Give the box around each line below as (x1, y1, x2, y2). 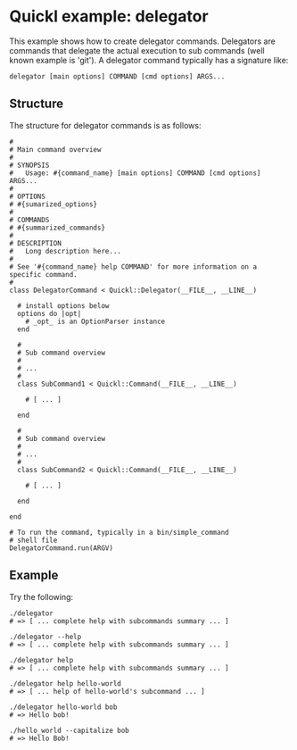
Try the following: (9, 591, 74, 602)
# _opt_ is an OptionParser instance (25, 317, 166, 326)
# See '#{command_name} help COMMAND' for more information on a (9, 262, 257, 271)
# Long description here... (9, 246, 122, 255)
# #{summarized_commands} (9, 223, 105, 232)
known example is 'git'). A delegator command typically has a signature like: (9, 54, 289, 65)
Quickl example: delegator (9, 6, 209, 27)
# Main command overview (9, 145, 102, 154)
